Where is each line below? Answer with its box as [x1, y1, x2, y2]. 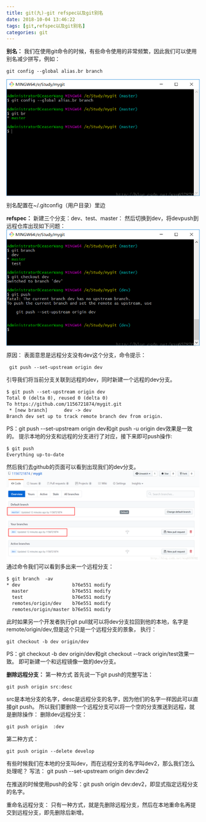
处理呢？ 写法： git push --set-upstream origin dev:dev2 [6, 767, 149, 775]
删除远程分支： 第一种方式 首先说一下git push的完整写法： [6, 671, 153, 678]
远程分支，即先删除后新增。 [17, 809, 87, 816]
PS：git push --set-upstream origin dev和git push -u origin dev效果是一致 [6, 425, 193, 432]
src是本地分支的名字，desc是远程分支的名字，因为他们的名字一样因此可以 [6, 695, 193, 702]
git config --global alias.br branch [6, 68, 103, 75]
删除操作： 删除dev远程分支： [11, 710, 88, 718]
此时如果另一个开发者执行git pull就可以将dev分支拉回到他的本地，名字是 [6, 618, 189, 625]
